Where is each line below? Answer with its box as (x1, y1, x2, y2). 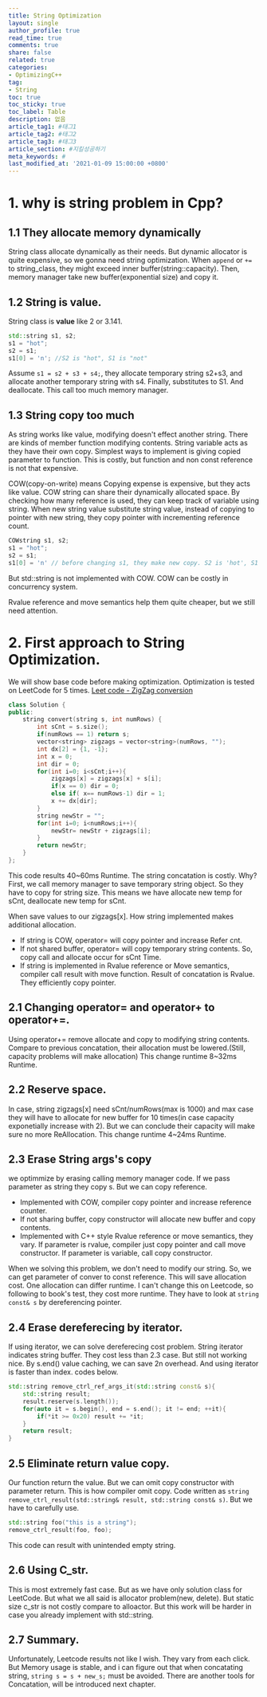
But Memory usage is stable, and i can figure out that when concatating (8, 1663, 243, 1672)
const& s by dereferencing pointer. (8, 1298, 122, 1307)
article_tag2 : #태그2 (8, 130, 77, 138)
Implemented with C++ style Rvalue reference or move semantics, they (19, 1232, 253, 1241)
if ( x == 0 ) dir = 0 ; (50, 782, 120, 790)
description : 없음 (8, 116, 66, 123)
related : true (8, 57, 56, 65)
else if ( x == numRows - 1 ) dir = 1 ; (50, 790, 166, 798)
